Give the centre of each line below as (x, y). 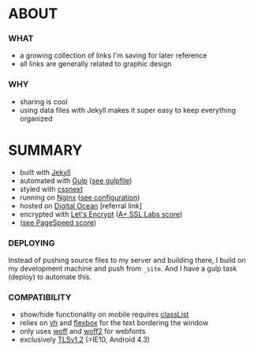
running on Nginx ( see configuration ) (80, 197)
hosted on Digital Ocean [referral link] (81, 205)
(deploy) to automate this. (50, 277)
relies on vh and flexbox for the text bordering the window (114, 323)
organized (36, 118)
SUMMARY (45, 150)
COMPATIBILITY (40, 297)
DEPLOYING (32, 243)
